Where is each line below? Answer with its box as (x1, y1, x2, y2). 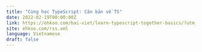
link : (6, 20, 20, 26)
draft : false (6, 36, 39, 42)
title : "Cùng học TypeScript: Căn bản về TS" (6, 8, 122, 15)
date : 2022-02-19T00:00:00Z (6, 14, 77, 20)
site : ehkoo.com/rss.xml (6, 25, 69, 32)
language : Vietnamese (6, 31, 61, 37)
